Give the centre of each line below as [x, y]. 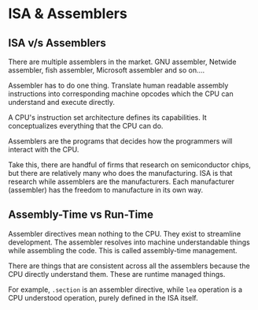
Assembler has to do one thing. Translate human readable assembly [118, 85]
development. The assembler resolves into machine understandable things [129, 242]
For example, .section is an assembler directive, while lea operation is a [125, 289]
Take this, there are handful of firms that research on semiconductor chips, [130, 165]
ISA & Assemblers [68, 14]
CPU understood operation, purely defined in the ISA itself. [103, 297]
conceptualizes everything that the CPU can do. [86, 126]
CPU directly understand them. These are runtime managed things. [117, 274]
